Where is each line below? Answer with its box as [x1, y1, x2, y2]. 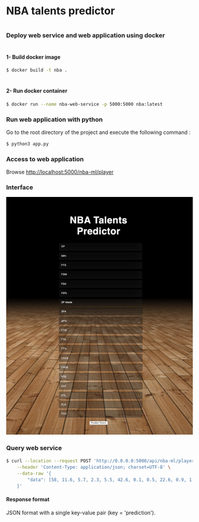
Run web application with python [6, 115, 103, 123]
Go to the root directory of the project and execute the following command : [6, 129, 191, 136]
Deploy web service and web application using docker [6, 31, 165, 40]
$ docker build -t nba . [6, 67, 68, 74]
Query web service [6, 444, 62, 452]
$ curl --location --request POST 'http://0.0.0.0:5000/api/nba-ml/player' [6, 458, 197, 464]
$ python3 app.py [6, 141, 49, 147]
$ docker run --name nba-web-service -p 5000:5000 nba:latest [6, 101, 163, 107]
